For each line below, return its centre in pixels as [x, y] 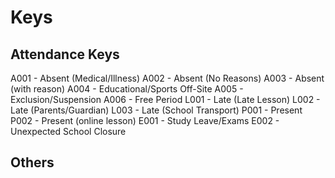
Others [32, 162]
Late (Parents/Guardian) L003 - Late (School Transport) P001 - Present [156, 110]
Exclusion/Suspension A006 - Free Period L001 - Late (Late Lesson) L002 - [165, 99]
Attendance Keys [65, 54]
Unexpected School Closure [68, 131]
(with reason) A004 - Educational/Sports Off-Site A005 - [127, 89]
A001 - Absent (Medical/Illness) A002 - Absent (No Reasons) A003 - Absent [167, 78]
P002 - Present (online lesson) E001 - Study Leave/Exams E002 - [145, 120]
